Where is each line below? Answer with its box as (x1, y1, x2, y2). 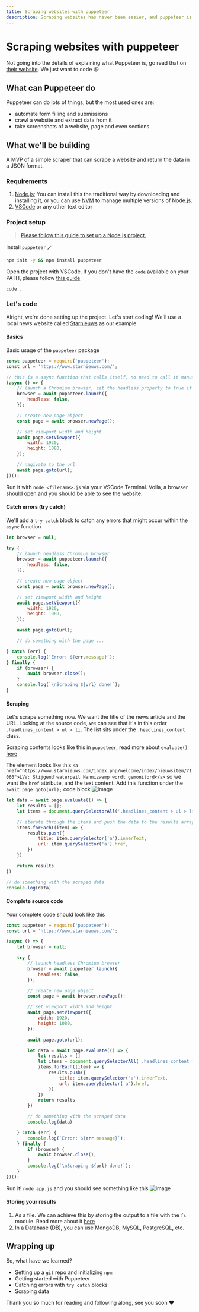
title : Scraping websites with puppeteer (6, 8, 110, 15)
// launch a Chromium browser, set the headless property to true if (17, 385, 192, 391)
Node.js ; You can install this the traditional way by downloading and (14, 191, 180, 198)
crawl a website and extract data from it (14, 117, 113, 124)
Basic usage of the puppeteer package (6, 346, 99, 354)
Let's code (6, 300, 37, 308)
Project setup (6, 218, 46, 226)
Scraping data (14, 1288, 49, 1295)
